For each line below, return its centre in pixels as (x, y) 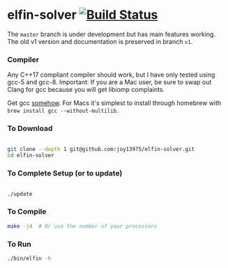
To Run (19, 244)
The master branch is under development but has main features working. (112, 34)
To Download (30, 129)
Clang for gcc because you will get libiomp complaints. (86, 90)
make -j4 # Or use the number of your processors (82, 226)
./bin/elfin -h (29, 258)
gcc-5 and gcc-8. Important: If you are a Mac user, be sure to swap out (109, 82)
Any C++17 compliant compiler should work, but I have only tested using (111, 75)
